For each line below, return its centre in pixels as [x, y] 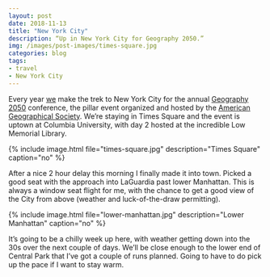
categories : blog [38, 53]
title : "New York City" [49, 31]
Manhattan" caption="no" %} [57, 223]
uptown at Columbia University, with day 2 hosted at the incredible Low [127, 124]
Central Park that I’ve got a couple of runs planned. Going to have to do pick [135, 256]
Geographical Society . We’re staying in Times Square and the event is [124, 116]
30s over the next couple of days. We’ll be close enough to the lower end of [135, 247]
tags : [17, 61]
